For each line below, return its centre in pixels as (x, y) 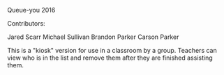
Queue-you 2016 (31, 10)
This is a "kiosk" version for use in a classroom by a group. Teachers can (112, 50)
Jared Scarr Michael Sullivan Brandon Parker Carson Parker (93, 37)
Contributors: (26, 23)
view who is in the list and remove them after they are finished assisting (110, 58)
